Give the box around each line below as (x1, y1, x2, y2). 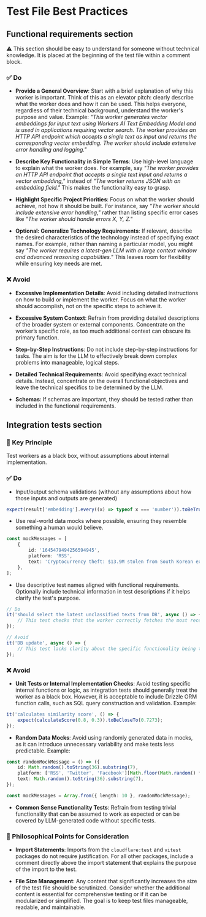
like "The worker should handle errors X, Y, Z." (15, 215, 133, 223)
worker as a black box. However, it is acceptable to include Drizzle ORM (15, 692, 197, 700)
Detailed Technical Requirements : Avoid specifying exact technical (15, 370, 187, 378)
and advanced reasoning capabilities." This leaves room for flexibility (15, 253, 191, 261)
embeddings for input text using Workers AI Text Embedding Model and (15, 120, 197, 127)
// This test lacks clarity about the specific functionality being (17, 646, 196, 652)
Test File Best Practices (6, 4, 129, 18)
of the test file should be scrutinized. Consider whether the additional (15, 884, 191, 891)
